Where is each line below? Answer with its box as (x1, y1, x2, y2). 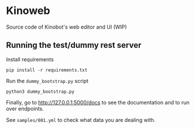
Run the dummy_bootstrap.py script (6, 77, 89, 84)
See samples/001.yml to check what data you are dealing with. (6, 116, 156, 123)
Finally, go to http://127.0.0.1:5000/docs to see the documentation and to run (6, 99, 190, 106)
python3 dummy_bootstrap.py (6, 89, 75, 95)
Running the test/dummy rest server (6, 40, 142, 50)
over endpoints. (6, 105, 44, 112)
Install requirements (6, 55, 54, 62)
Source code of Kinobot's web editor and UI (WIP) (6, 23, 127, 30)
